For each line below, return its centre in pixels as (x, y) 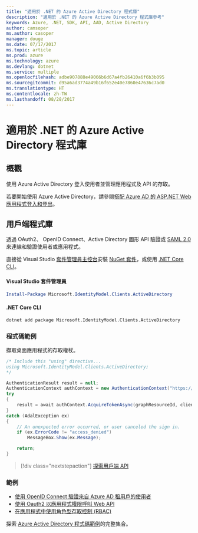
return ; (26, 449)
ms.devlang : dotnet (30, 66)
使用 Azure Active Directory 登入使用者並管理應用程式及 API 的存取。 (90, 184)
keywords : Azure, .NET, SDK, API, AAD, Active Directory (77, 22)
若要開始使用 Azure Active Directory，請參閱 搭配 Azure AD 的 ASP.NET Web (99, 196)
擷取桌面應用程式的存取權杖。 (42, 350)
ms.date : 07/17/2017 (32, 45)
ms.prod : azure (25, 55)
